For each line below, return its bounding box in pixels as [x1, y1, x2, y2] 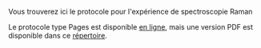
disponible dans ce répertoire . [8, 31, 108, 40]
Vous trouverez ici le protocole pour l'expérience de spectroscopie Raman [8, 7, 253, 16]
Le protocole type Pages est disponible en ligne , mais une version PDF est [8, 22, 254, 31]
